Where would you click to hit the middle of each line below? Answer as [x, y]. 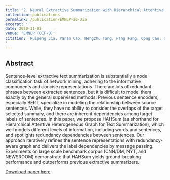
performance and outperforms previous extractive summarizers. [72, 162]
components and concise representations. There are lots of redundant [78, 86]
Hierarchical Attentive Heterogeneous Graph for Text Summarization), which [85, 124]
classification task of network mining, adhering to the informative [73, 81]
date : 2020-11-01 [24, 29]
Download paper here [28, 172]
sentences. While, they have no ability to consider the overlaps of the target [84, 108]
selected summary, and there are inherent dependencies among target [79, 113]
